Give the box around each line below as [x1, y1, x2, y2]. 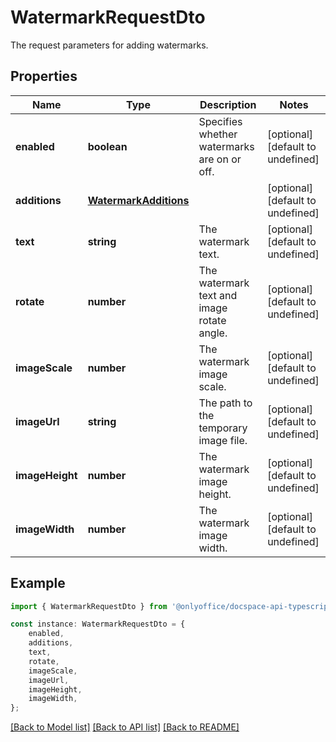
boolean [87, 139, 128, 153]
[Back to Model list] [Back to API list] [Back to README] [10, 721, 240, 733]
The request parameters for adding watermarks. [10, 39, 209, 51]
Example [10, 575, 66, 592]
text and [198, 288, 238, 302]
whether [198, 127, 238, 141]
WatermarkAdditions [87, 193, 190, 207]
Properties [10, 68, 78, 85]
